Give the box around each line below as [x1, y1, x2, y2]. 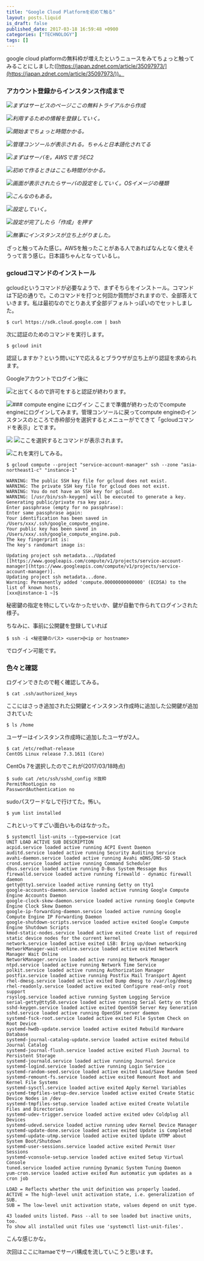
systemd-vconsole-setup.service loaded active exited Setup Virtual [6, 1154, 184, 1160]
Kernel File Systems [6, 1079, 59, 1085]
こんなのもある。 [12, 193, 55, 200]
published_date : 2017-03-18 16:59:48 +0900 [6, 26, 119, 32]
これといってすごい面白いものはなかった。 [6, 822, 113, 829]
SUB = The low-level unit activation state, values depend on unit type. [6, 1202, 198, 1209]
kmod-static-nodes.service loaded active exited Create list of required [6, 930, 198, 936]
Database [6, 1031, 29, 1038]
